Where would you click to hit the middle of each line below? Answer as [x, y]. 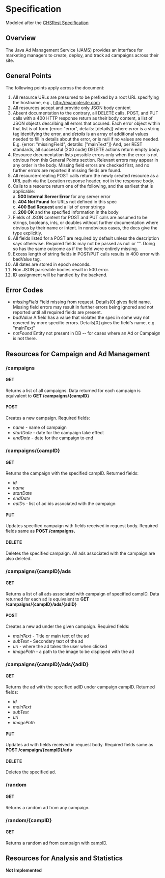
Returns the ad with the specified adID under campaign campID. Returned [80, 687]
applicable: [24, 191]
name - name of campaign [40, 427]
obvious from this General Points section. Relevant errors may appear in [85, 160]
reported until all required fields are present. [57, 312]
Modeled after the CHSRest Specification [47, 23]
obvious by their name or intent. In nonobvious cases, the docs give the [85, 227]
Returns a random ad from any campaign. [48, 807]
